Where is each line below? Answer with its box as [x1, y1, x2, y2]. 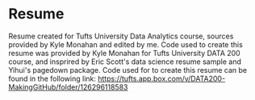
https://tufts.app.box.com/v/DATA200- [98, 74, 226, 83]
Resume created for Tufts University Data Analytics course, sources [8, 31, 234, 41]
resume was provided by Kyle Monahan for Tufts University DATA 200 [8, 48, 240, 58]
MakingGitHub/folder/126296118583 [8, 82, 128, 92]
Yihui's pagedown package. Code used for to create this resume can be [8, 65, 248, 74]
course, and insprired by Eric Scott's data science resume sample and [8, 57, 242, 66]
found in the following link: [8, 74, 97, 83]
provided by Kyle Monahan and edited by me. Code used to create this [8, 39, 244, 49]
